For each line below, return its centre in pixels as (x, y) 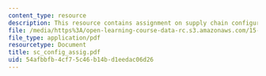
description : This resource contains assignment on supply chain (118, 23)
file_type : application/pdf (55, 38)
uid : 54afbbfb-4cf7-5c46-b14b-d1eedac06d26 (81, 60)
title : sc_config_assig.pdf (55, 52)
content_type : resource (47, 15)
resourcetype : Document (47, 45)
